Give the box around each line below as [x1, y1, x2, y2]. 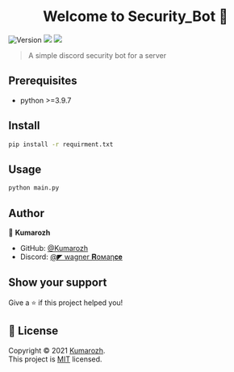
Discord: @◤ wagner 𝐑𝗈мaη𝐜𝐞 [19, 252, 123, 261]
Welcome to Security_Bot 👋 [43, 7, 228, 26]
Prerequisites [8, 74, 77, 88]
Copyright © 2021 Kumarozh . [8, 345, 106, 355]
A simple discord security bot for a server [27, 50, 167, 60]
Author [8, 206, 44, 220]
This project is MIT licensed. [8, 354, 102, 364]
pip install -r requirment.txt [8, 140, 114, 148]
